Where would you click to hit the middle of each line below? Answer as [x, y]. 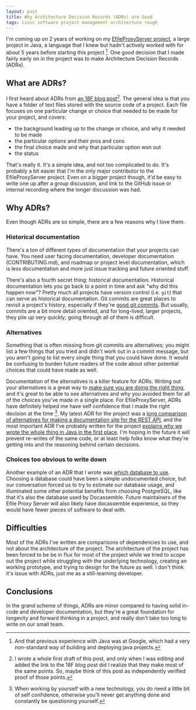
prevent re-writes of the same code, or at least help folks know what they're [97, 438]
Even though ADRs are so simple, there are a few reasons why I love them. [95, 222]
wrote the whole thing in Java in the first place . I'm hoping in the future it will [98, 432]
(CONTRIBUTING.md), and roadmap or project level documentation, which [95, 262]
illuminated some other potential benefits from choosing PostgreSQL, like [94, 491]
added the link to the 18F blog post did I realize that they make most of [99, 665]
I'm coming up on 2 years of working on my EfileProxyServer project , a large [98, 39]
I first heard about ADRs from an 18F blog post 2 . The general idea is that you [98, 98]
